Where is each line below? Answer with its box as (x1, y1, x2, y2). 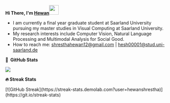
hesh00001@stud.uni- (118, 41, 165, 47)
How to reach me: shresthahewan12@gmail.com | (12, 41, 117, 47)
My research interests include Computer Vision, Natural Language (12, 31, 152, 37)
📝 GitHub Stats (5, 57, 38, 63)
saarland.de (12, 47, 38, 53)
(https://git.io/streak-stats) (5, 92, 61, 98)
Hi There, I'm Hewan (5, 10, 50, 16)
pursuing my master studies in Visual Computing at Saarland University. (12, 25, 164, 31)
